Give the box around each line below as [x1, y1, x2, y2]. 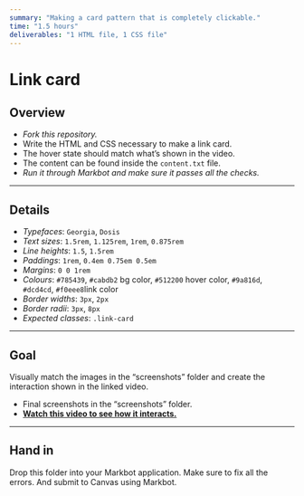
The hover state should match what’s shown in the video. [22, 148, 235, 159]
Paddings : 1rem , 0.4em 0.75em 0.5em [22, 255, 157, 266]
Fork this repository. [22, 129, 98, 140]
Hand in [9, 443, 54, 458]
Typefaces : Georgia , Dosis [22, 226, 120, 237]
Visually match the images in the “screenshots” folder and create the [9, 372, 265, 382]
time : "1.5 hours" [9, 22, 79, 31]
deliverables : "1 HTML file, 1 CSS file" [9, 30, 168, 39]
